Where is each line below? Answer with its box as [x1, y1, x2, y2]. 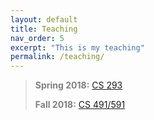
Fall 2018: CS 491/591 [34, 99, 126, 111]
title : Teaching [10, 24, 78, 34]
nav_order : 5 [10, 33, 65, 43]
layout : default [10, 14, 78, 25]
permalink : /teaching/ [10, 52, 105, 62]
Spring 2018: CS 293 [34, 79, 123, 91]
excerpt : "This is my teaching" [10, 42, 145, 53]
